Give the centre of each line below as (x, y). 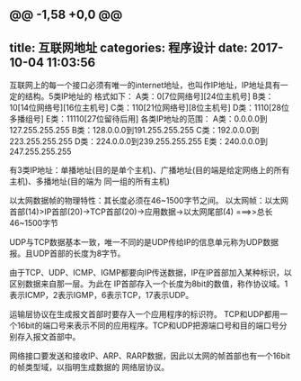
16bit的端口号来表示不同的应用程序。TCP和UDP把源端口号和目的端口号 (148, 326)
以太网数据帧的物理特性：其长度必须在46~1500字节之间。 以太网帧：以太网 (149, 201)
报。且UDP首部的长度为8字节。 (67, 254)
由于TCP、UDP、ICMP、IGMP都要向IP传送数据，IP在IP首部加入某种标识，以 (150, 273)
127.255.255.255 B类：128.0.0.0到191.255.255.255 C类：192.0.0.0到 (134, 131)
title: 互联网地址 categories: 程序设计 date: (129, 47)
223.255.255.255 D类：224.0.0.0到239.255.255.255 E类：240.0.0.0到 (138, 141)
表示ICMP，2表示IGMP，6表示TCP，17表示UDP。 (102, 295)
